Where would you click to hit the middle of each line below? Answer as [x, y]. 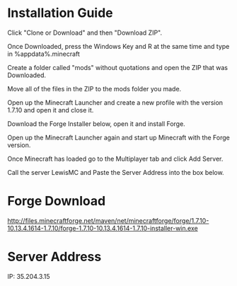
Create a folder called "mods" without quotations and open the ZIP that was [118, 67]
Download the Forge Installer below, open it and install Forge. [96, 124]
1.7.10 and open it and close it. [51, 110]
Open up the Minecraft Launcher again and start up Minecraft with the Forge [118, 137]
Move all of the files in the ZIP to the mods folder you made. [94, 88]
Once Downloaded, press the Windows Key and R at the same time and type [118, 46]
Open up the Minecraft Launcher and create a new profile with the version [115, 102]
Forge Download [57, 201]
